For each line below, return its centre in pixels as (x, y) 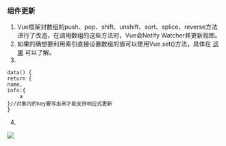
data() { (20, 73)
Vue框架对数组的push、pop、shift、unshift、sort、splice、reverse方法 (117, 27)
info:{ (16, 91)
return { (20, 79)
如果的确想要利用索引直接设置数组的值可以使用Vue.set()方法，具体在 (114, 44)
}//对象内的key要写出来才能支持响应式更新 (60, 104)
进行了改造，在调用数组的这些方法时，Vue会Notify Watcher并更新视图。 (119, 35)
